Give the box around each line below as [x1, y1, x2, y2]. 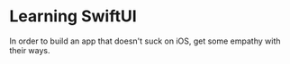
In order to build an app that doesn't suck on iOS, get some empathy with [9, 36, 281, 46]
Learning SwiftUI [9, 6, 137, 27]
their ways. [9, 44, 51, 55]
